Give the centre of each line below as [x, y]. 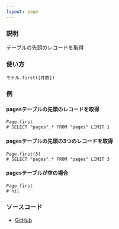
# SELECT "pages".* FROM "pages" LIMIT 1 [58, 127]
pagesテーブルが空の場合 [37, 173]
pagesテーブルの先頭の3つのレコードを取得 [60, 141]
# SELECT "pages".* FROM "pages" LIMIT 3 [58, 159]
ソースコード [24, 207]
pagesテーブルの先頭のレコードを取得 [53, 109]
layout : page [22, 12]
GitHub [23, 220]
